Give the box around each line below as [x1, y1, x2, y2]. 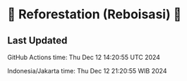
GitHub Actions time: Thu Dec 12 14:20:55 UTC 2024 [7, 53, 161, 61]
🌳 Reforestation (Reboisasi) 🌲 [7, 6, 182, 23]
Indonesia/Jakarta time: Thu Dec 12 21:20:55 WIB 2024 [7, 67, 167, 75]
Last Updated [7, 35, 68, 46]
